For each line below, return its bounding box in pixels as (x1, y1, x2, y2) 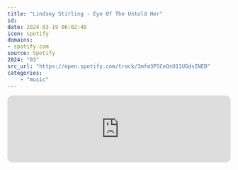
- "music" (20, 75, 50, 83)
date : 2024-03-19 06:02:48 (7, 23, 87, 30)
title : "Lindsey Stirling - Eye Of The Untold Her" (7, 10, 163, 18)
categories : (7, 69, 42, 76)
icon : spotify (7, 30, 50, 37)
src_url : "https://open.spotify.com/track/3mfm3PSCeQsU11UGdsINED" (7, 63, 211, 70)
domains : (7, 37, 33, 44)
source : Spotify (7, 50, 55, 57)
